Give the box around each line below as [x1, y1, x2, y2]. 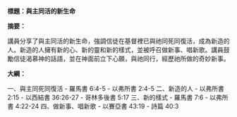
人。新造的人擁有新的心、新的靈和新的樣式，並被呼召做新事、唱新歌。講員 [7, 46, 224, 54]
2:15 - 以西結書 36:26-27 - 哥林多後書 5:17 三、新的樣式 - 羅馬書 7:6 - [7, 93, 208, 101]
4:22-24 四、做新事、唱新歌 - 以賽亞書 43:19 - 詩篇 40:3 [15, 102, 179, 110]
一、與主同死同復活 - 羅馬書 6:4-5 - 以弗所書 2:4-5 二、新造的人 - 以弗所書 [7, 85, 224, 92]
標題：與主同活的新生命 [7, 7, 75, 15]
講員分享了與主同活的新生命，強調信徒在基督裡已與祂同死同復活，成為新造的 [7, 37, 230, 45]
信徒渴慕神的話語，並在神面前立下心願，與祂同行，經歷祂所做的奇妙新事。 [13, 54, 230, 63]
